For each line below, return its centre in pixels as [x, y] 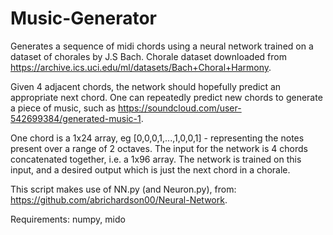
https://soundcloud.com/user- [179, 108]
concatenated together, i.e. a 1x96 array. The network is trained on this [156, 159]
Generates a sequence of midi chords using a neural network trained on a [162, 46]
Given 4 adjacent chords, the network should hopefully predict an [146, 86]
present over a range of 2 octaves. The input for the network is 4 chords [159, 148]
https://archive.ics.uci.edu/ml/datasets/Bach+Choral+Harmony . [141, 67]
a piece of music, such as [63, 108]
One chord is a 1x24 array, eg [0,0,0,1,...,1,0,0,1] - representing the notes [157, 138]
